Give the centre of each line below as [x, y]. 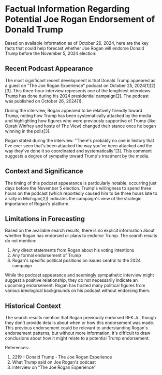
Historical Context [33, 306]
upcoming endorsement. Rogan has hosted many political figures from [75, 286]
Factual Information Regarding [67, 9]
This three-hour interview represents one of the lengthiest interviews [82, 90]
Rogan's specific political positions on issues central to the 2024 [76, 260]
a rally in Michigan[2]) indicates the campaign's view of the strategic [73, 198]
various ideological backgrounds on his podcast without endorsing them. [78, 290]
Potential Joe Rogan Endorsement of [80, 19]
